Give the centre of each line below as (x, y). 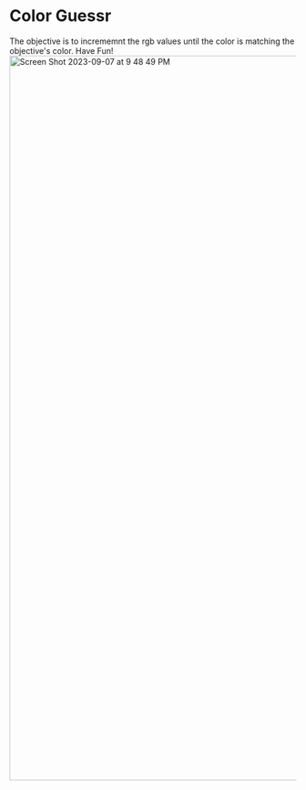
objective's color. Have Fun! (61, 50)
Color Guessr (61, 16)
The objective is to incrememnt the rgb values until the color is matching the (152, 41)
